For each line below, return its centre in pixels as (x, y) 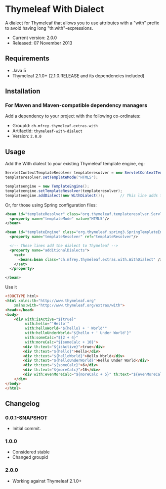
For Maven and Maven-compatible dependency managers (76, 105)
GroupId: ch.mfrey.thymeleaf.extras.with (55, 126)
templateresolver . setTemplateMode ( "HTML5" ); (52, 177)
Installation (23, 91)
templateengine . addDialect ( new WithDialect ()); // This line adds (82, 196)
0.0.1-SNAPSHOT (26, 418)
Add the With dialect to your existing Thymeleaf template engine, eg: (75, 164)
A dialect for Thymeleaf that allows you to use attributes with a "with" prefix (82, 23)
